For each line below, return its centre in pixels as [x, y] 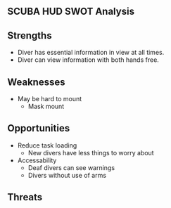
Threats [25, 197]
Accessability [37, 160]
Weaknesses [36, 82]
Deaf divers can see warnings [71, 167]
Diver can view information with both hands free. [88, 60]
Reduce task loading [47, 145]
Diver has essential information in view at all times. [91, 53]
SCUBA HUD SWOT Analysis [71, 12]
